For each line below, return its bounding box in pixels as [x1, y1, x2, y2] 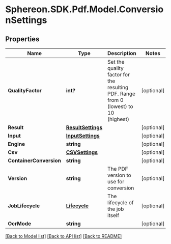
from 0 [107, 97, 124, 103]
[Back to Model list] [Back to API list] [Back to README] [5, 233, 122, 239]
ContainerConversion [8, 157, 61, 164]
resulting [107, 84, 129, 91]
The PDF [107, 166, 128, 172]
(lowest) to [107, 103, 133, 110]
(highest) [107, 116, 130, 123]
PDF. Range [107, 90, 136, 97]
